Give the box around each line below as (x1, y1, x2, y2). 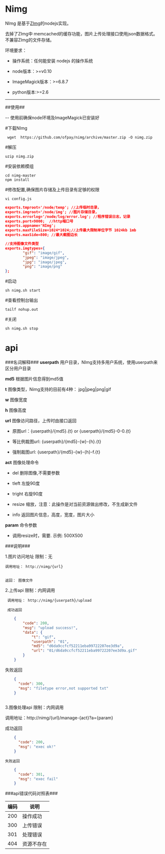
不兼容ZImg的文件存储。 (5, 37, 55, 43)
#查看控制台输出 (5, 297, 38, 303)
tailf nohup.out (5, 307, 38, 312)
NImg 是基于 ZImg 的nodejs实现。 (5, 20, 71, 26)
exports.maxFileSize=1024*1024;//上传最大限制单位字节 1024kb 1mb (5, 228, 137, 233)
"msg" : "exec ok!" (18, 744, 56, 749)
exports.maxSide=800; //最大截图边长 (5, 233, 78, 237)
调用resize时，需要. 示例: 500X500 (12, 532, 83, 539)
